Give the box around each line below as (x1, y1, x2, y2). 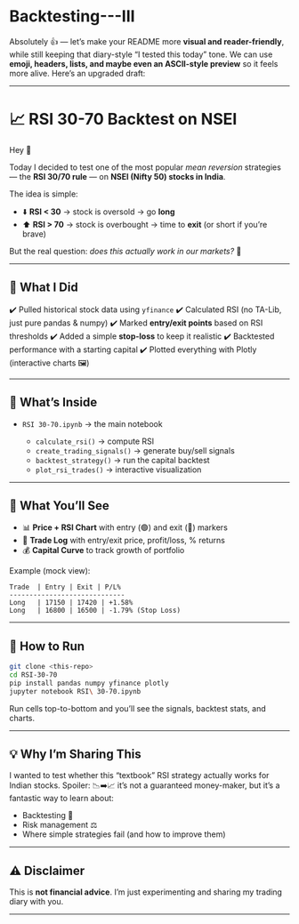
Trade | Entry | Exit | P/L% (9, 583, 122, 592)
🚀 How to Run (9, 639, 85, 654)
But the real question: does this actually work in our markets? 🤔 (9, 245, 242, 256)
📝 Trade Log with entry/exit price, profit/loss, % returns (21, 535, 225, 546)
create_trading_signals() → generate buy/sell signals (35, 445, 236, 455)
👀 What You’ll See (9, 498, 109, 513)
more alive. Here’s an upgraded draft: (9, 68, 146, 78)
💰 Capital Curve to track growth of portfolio (21, 545, 185, 556)
